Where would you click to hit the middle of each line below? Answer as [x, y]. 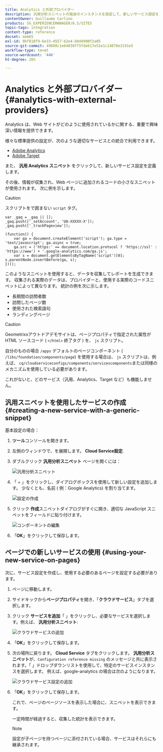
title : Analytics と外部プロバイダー [40, 9]
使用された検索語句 [31, 309]
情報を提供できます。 [34, 131]
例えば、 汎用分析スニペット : [49, 622]
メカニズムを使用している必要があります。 [47, 369]
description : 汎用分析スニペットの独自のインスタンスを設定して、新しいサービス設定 [80, 14]
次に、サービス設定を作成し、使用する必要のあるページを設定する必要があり [81, 572]
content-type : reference [30, 32]
